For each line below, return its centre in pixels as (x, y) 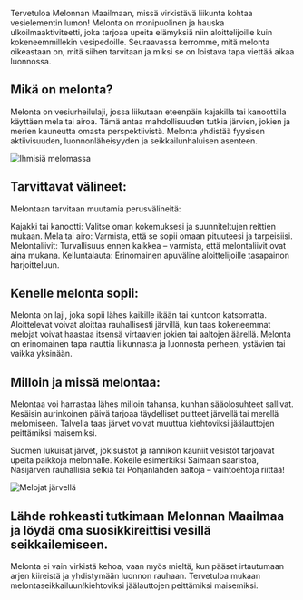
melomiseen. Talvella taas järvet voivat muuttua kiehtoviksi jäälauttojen (142, 423)
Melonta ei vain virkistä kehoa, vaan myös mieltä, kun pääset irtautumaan (147, 566)
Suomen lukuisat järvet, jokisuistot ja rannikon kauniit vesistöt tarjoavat (142, 451)
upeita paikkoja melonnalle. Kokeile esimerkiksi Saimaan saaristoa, (135, 460)
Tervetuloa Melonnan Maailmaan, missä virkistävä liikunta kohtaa (132, 13)
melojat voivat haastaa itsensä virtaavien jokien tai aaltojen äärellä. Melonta (151, 334)
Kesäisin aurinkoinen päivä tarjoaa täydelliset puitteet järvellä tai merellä (145, 414)
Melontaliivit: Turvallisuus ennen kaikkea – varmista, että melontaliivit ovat (148, 245)
